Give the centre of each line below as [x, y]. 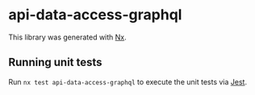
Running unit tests [55, 62]
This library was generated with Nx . [67, 37]
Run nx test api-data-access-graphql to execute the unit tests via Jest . [128, 81]
